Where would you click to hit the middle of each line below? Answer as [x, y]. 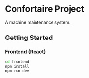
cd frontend [17, 62]
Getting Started [29, 38]
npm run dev [17, 71]
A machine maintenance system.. [38, 22]
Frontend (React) [26, 52]
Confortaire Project [45, 9]
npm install [17, 66]
